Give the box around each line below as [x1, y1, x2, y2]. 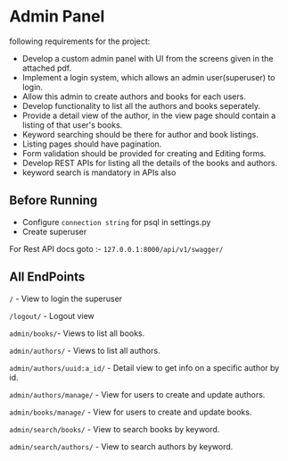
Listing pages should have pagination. [21, 138, 162, 149]
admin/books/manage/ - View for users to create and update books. [9, 407, 252, 417]
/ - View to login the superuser [9, 293, 123, 304]
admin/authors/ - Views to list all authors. [9, 345, 160, 356]
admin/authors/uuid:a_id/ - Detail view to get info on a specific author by [9, 362, 280, 373]
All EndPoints [9, 270, 86, 285]
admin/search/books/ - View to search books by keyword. [9, 423, 220, 434]
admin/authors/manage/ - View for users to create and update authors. [9, 389, 266, 399]
